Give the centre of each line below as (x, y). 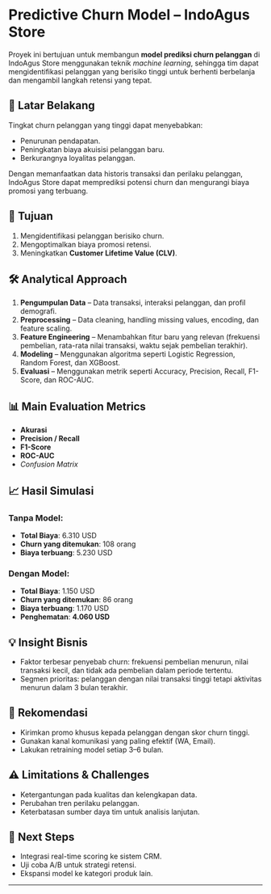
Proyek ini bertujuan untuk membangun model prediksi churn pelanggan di (134, 54)
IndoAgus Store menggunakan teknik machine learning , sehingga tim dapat (134, 63)
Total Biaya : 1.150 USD (57, 591)
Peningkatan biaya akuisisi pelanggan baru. (92, 149)
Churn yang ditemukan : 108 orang (78, 544)
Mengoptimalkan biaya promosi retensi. (85, 244)
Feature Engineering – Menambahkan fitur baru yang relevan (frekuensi (140, 337)
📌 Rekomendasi (48, 713)
